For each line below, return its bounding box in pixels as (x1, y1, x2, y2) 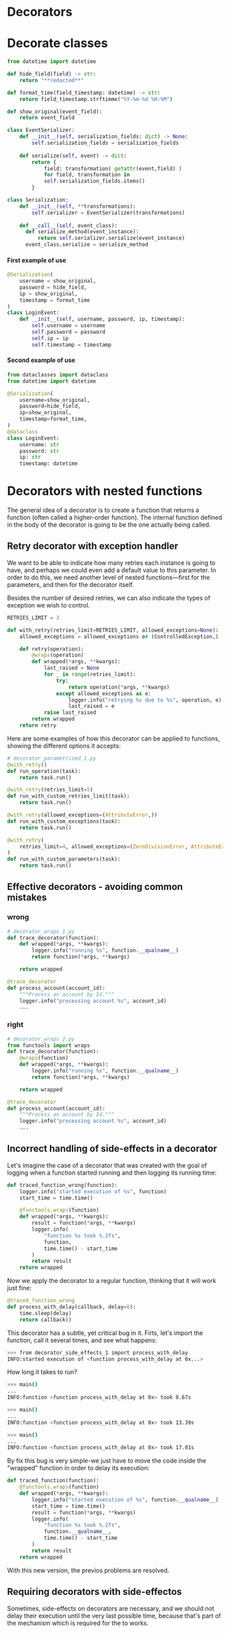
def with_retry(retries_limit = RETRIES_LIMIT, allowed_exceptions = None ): (7, 627, 219, 634)
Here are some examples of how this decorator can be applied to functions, (7, 734, 220, 743)
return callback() (19, 1316, 72, 1323)
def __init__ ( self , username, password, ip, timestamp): (19, 316, 186, 323)
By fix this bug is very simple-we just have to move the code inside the (7, 1456, 207, 1465)
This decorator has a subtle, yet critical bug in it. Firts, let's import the (7, 1328, 203, 1337)
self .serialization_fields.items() (43, 178, 146, 185)
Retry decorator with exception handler (7, 540, 179, 552)
